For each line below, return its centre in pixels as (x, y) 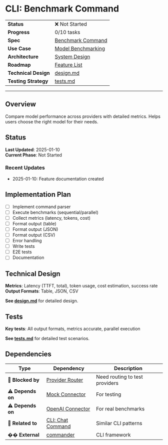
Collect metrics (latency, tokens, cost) (51, 218)
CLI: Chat (57, 420)
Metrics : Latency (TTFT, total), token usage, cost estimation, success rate (81, 286)
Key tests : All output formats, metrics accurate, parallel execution (73, 329)
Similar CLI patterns (119, 423)
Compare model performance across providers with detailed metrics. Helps (83, 116)
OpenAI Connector (68, 408)
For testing (108, 394)
